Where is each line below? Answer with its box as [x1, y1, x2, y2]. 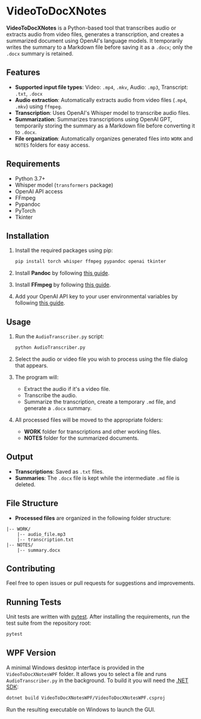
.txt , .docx [14, 89, 43, 97]
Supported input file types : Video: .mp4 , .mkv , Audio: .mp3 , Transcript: [14, 83, 188, 91]
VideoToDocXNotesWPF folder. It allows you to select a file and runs [6, 670, 167, 677]
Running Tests [6, 597, 61, 607]
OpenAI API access [14, 187, 63, 195]
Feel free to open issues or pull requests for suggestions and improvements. [6, 579, 196, 587]
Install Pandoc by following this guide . [14, 269, 110, 277]
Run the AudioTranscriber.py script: [14, 333, 104, 340]
